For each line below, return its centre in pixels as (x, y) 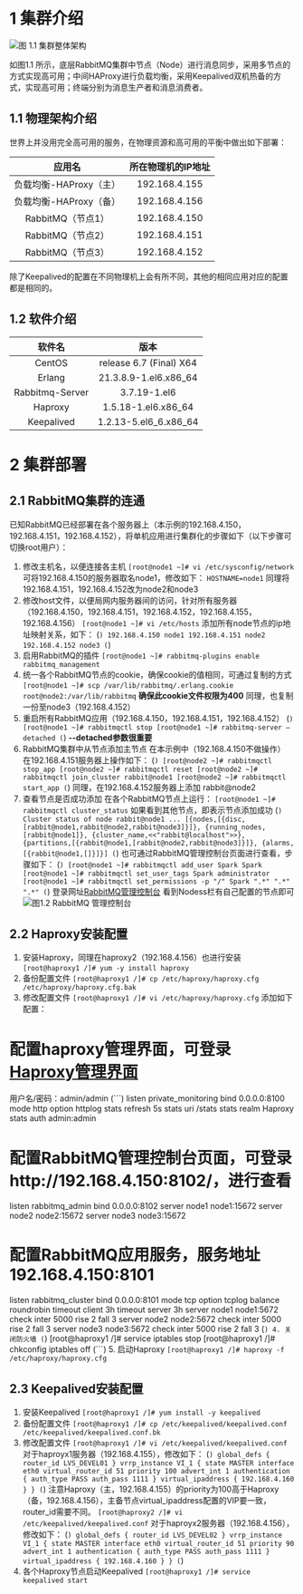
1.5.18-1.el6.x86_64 (148, 407)
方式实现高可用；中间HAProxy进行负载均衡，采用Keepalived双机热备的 (142, 76)
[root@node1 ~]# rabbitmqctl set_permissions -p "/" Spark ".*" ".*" (156, 881)
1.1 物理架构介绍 (53, 119)
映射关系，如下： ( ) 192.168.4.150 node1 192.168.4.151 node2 (148, 634)
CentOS (52, 362)
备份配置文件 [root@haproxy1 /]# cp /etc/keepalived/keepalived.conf (155, 1423)
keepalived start (55, 1580)
